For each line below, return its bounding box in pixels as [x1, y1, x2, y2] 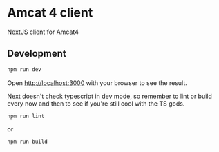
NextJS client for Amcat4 [7, 28, 79, 36]
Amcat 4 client [7, 5, 93, 21]
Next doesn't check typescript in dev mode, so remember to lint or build [7, 92, 213, 100]
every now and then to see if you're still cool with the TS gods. [7, 99, 185, 108]
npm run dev [7, 66, 41, 73]
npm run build [7, 138, 48, 145]
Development [7, 48, 67, 59]
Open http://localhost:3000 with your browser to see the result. [7, 78, 188, 87]
